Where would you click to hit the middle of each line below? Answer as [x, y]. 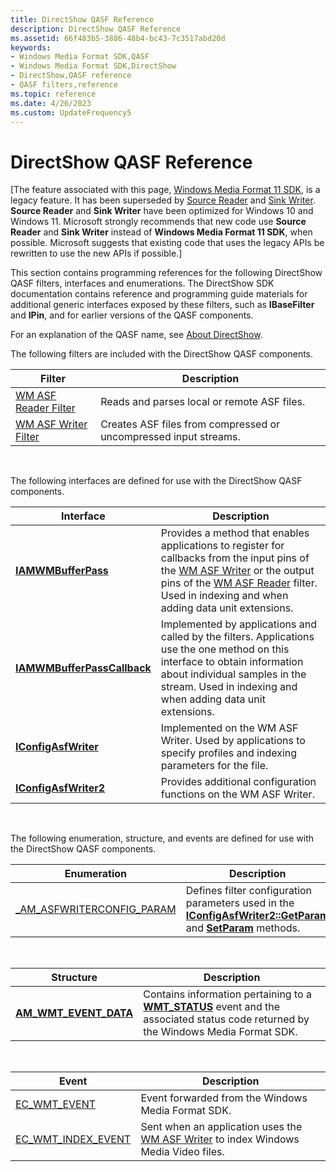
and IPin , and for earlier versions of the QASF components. [132, 315]
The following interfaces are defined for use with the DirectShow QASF [156, 481]
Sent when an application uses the [221, 1127]
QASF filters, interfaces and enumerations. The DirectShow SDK [142, 283]
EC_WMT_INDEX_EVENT [73, 1139]
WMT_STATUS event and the [212, 1007]
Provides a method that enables [235, 533]
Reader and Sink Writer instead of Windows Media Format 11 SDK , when [161, 232]
